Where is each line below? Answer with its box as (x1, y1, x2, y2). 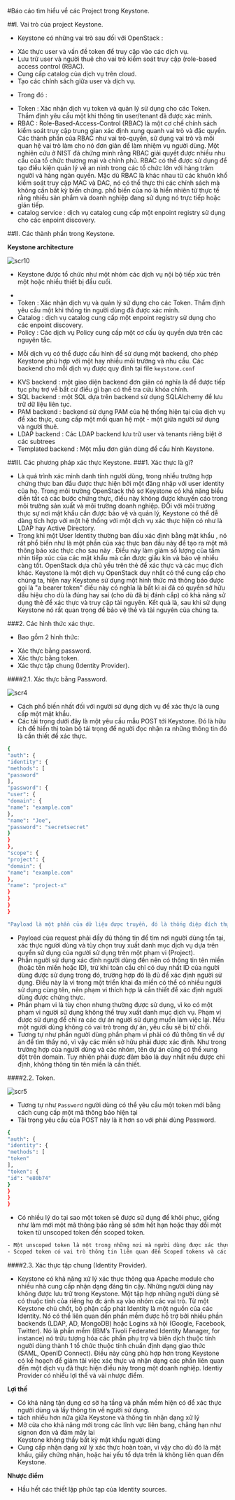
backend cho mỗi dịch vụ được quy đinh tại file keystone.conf (17, 364, 196, 373)
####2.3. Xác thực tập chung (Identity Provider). (7, 1261, 148, 1269)
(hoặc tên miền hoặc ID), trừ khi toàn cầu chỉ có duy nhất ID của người (17, 963, 220, 971)
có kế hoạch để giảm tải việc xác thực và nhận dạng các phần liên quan (17, 1356, 225, 1365)
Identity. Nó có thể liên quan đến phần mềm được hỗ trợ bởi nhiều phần (17, 1312, 223, 1320)
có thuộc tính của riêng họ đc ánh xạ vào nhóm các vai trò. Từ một (17, 1296, 209, 1305)
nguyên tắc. (17, 336, 52, 344)
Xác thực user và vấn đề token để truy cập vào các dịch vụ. (17, 48, 189, 55)
